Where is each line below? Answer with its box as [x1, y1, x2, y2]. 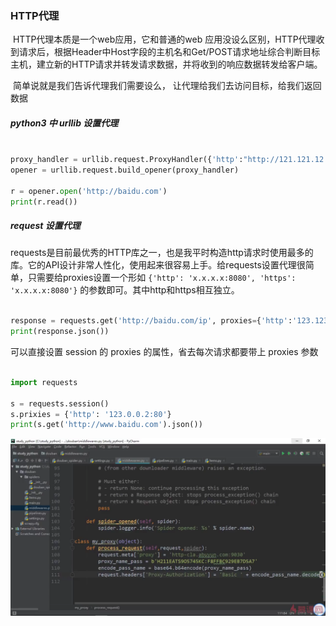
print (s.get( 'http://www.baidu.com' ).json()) [10, 420, 203, 430]
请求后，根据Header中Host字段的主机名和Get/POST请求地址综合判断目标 [18, 46, 321, 58]
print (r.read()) [10, 197, 78, 207]
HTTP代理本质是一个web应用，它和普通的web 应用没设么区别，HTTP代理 [12, 33, 317, 46]
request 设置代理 [10, 220, 81, 232]
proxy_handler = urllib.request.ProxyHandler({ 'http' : [10, 155, 244, 165]
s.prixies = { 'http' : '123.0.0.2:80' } [10, 409, 172, 419]
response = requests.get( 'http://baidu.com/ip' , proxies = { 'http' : [10, 316, 293, 326]
